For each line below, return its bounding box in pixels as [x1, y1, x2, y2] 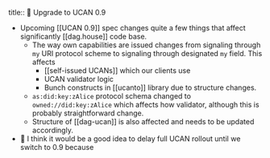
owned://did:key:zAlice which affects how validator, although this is [31, 100, 260, 109]
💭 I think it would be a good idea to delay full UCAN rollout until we [19, 134, 241, 144]
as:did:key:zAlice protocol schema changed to [31, 91, 192, 100]
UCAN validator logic [44, 75, 114, 83]
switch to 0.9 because [19, 143, 94, 152]
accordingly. [31, 125, 74, 135]
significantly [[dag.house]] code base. [19, 32, 147, 41]
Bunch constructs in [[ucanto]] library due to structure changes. [44, 83, 257, 92]
